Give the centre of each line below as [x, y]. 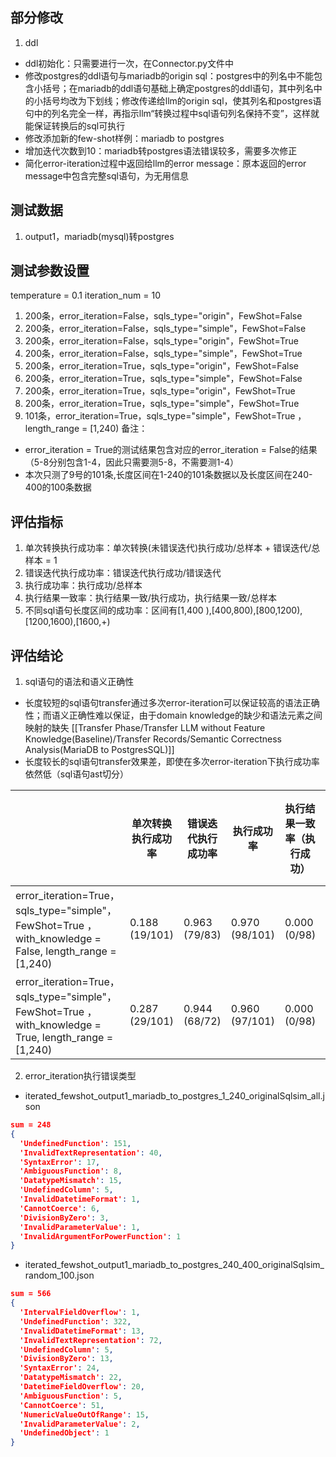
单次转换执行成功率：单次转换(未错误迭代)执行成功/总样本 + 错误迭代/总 [172, 548]
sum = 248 [31, 1125]
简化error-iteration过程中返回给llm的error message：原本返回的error [165, 163]
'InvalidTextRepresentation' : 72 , [91, 1340]
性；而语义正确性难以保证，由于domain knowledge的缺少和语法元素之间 [173, 715]
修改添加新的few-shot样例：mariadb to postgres [124, 138]
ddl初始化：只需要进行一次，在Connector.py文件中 [129, 63]
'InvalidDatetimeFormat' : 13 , [82, 1331]
